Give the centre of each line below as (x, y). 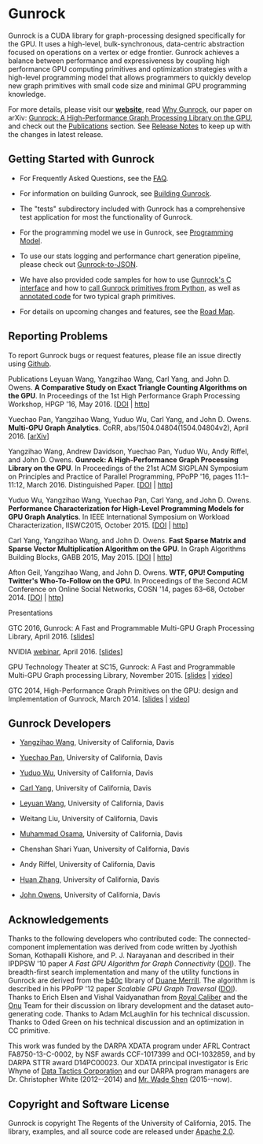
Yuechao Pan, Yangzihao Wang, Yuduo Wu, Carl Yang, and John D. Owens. (130, 419)
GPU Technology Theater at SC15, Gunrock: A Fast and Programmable (122, 667)
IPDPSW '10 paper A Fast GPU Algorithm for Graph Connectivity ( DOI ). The (130, 964)
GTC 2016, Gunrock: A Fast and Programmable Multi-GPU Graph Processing (131, 628)
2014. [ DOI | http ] (36, 597)
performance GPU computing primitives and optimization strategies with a (128, 68)
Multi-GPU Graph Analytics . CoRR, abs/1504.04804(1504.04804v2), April (128, 428)
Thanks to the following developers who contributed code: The (110, 939)
